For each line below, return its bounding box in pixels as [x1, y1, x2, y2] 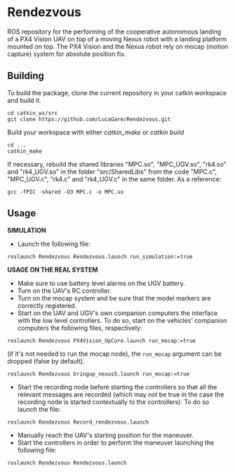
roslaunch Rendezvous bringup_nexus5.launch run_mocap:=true [7, 370, 190, 377]
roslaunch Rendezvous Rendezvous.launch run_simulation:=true [7, 253, 193, 260]
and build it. [7, 96, 41, 104]
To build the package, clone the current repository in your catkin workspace [7, 88, 227, 97]
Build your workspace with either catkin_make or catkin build [7, 127, 184, 137]
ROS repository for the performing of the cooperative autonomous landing [7, 27, 222, 36]
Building [7, 70, 44, 82]
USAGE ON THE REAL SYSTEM [7, 265, 98, 274]
